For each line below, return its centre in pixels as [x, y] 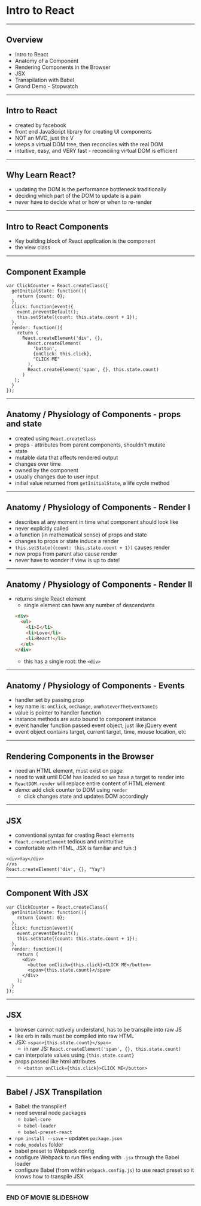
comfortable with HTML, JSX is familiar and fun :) [76, 848]
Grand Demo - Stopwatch [46, 86]
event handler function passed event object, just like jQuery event [96, 725]
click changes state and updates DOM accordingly [86, 796]
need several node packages [51, 1113]
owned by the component [47, 470]
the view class [33, 248]
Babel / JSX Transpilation [54, 1092]
